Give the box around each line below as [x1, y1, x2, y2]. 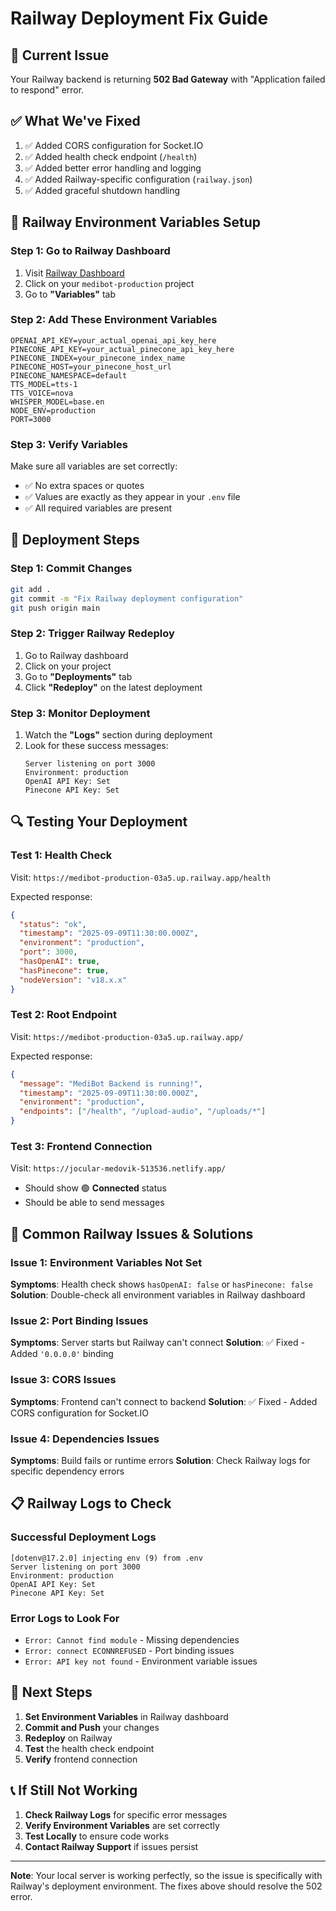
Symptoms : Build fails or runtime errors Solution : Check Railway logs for [10, 1454, 311, 1466]
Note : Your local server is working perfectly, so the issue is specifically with [10, 1869, 323, 1881]
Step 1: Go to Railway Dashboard [10, 244, 171, 258]
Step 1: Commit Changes [10, 562, 133, 576]
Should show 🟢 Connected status [24, 1182, 167, 1194]
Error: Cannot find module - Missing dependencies [24, 1633, 240, 1646]
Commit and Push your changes [24, 1721, 160, 1733]
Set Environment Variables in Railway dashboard [24, 1710, 229, 1722]
